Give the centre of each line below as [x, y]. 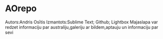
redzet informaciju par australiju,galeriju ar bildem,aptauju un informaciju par [82, 27]
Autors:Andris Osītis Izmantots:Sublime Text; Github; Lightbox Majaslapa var [81, 22]
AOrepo [21, 9]
